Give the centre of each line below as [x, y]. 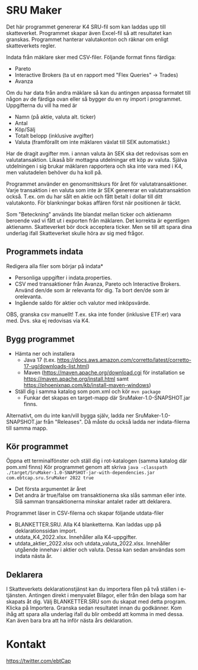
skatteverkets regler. [31, 46]
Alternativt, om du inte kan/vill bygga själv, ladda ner [70, 415]
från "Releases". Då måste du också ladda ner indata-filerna [117, 422]
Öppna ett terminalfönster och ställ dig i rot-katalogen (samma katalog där [97, 461]
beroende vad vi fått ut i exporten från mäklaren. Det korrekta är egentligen [98, 221]
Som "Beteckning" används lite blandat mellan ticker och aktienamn [89, 214]
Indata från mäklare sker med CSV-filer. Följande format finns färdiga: [91, 57]
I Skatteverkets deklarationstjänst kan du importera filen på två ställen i [93, 589]
